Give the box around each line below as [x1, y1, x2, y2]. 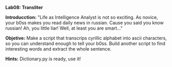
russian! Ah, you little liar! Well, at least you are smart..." [5, 25, 123, 31]
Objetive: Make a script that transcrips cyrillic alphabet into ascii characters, [5, 35, 167, 41]
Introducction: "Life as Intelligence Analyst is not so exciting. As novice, [5, 14, 158, 20]
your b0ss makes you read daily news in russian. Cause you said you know [5, 20, 164, 26]
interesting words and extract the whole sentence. [5, 46, 112, 52]
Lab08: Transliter [5, 5, 43, 10]
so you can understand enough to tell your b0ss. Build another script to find [5, 40, 165, 47]
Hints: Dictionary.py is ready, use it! [5, 56, 81, 62]
